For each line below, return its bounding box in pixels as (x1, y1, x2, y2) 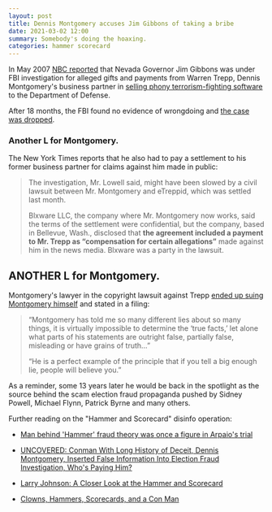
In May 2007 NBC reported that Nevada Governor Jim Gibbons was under (8, 64, 256, 74)
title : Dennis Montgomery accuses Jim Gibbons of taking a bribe (8, 20, 234, 28)
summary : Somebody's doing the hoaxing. (8, 34, 148, 43)
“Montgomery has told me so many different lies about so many (28, 315, 241, 325)
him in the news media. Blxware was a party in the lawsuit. (28, 245, 225, 255)
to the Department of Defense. (8, 90, 111, 100)
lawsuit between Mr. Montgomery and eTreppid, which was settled (28, 186, 252, 196)
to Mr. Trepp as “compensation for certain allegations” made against (28, 236, 264, 246)
